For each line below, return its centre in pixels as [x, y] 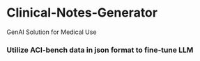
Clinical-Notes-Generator [82, 13]
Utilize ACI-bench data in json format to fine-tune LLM [100, 50]
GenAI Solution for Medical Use [52, 32]
